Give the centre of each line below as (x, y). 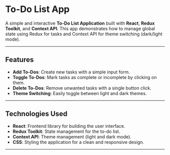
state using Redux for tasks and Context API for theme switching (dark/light (84, 34)
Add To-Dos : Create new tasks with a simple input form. (71, 72)
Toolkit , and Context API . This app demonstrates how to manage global (80, 28)
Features (19, 60)
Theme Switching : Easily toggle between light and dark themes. (80, 93)
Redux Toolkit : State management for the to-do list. (66, 131)
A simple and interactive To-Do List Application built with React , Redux (80, 23)
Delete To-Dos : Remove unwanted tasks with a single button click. (82, 88)
